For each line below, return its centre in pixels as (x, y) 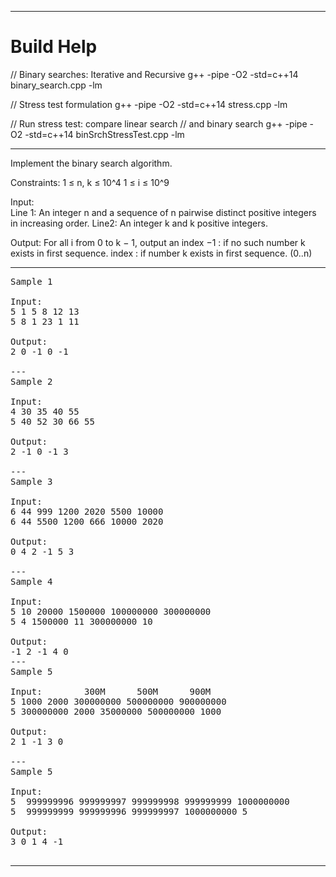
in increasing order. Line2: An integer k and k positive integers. (139, 223)
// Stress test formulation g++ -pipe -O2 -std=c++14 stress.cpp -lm (149, 104)
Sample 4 (31, 581)
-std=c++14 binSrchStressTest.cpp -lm (104, 134)
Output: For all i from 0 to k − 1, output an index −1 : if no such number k (158, 242)
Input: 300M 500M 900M (111, 691)
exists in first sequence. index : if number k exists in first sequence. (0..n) (161, 253)
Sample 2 (31, 381)
